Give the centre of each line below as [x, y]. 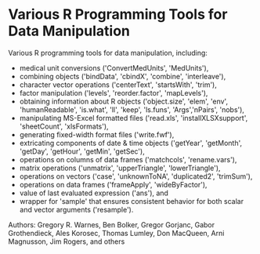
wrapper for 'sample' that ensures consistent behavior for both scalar [132, 201]
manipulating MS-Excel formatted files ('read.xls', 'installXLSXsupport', [134, 118]
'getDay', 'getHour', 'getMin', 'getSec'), [82, 151]
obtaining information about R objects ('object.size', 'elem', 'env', [124, 101]
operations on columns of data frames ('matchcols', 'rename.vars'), [128, 159]
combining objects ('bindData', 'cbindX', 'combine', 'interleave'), [123, 76]
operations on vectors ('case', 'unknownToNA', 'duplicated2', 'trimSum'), [136, 176]
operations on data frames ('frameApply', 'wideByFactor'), [113, 184]
